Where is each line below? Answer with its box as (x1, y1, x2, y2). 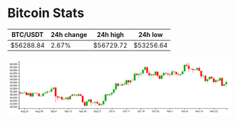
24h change (51, 31, 88, 39)
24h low (138, 31, 163, 39)
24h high (96, 31, 125, 39)
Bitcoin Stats (7, 5, 85, 21)
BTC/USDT (11, 31, 44, 39)
